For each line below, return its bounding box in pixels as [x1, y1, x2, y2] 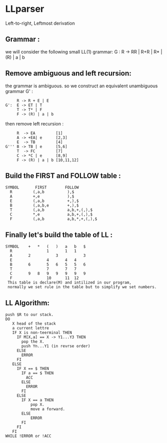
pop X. [30, 402, 45, 407]
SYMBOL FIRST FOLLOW [5, 185, 79, 190]
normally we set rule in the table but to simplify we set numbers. [7, 285, 157, 290]
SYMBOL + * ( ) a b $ [5, 244, 86, 249]
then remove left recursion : [5, 120, 64, 126]
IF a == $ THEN [21, 371, 54, 376]
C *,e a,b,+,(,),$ [10, 212, 93, 217]
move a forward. [30, 407, 66, 412]
